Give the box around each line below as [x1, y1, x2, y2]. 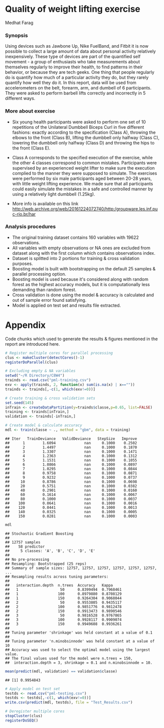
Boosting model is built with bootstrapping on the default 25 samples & [12, 265, 156, 271]
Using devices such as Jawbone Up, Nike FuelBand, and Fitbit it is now [5, 43, 149, 49]
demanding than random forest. [12, 287, 77, 292]
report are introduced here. [5, 341, 60, 347]
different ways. [5, 95, 35, 101]
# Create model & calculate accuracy [5, 423, 82, 428]
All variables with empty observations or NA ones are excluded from [12, 245, 151, 251]
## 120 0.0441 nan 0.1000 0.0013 [5, 505, 137, 510]
